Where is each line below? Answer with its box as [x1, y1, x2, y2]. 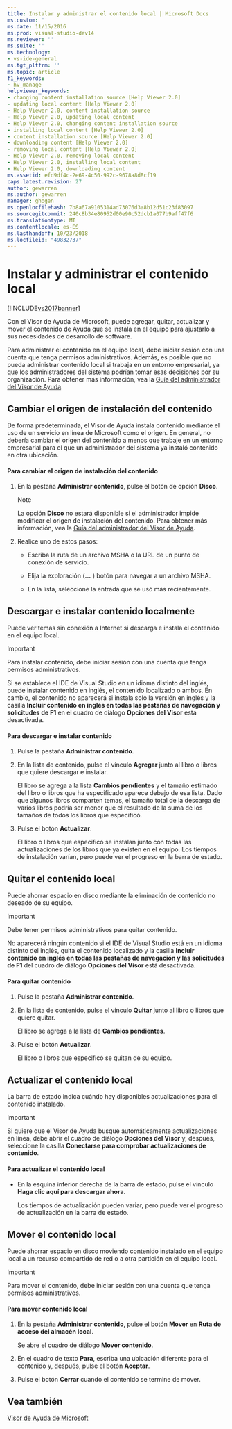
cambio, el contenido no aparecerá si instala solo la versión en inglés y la [7, 694, 216, 702]
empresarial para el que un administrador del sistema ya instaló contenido [7, 443, 218, 452]
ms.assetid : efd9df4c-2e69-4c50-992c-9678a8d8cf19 [7, 172, 157, 179]
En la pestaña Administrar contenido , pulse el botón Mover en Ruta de [17, 1320, 222, 1328]
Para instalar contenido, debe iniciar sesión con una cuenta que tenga [7, 658, 206, 667]
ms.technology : [7, 49, 51, 56]
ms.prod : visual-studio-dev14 [7, 29, 95, 37]
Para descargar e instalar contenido [7, 731, 112, 740]
